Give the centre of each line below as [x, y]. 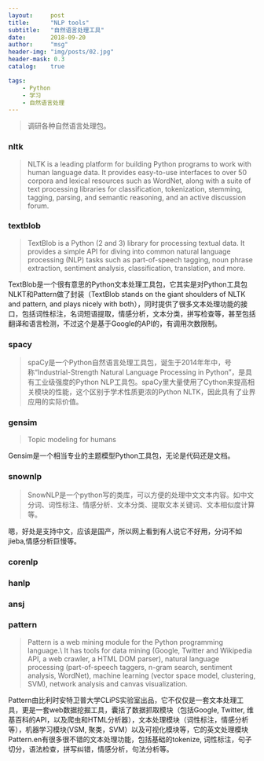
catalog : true [37, 67]
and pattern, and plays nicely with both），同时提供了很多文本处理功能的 [125, 304]
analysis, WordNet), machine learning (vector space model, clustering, [141, 675]
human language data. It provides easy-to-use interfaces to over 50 [137, 172]
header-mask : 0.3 [37, 60]
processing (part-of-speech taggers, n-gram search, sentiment [130, 667]
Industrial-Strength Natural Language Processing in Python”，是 [141, 372]
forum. [38, 206]
